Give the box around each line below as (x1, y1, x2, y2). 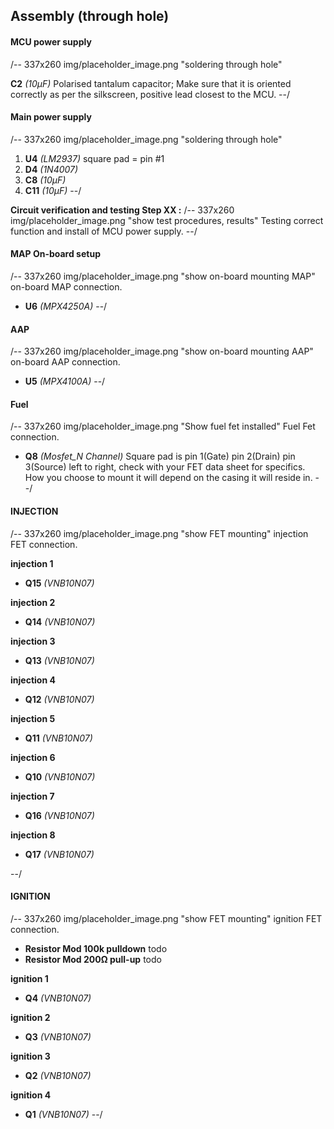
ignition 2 (10, 1011, 51, 1023)
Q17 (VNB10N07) (24, 848, 95, 860)
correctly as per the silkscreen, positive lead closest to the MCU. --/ (10, 88, 291, 100)
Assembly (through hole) (10, 8, 170, 25)
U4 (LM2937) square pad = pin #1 (24, 152, 165, 164)
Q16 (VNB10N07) (24, 809, 95, 821)
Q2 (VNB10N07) (24, 1069, 92, 1081)
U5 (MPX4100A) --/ (24, 375, 106, 388)
